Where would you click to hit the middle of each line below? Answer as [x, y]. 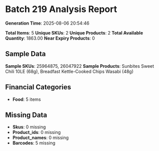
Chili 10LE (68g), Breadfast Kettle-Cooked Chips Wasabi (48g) [69, 71]
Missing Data [26, 115]
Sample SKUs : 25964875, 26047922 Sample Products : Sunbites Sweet [80, 66]
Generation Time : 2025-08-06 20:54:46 [47, 23]
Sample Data [26, 54]
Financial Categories [38, 87]
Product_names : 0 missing [41, 138]
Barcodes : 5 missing [34, 143]
